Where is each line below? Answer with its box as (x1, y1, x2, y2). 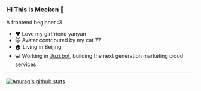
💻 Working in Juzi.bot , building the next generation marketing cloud (14, 52, 184, 59)
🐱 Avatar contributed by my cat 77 (14, 37, 102, 44)
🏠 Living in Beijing (14, 43, 62, 51)
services (14, 61, 36, 68)
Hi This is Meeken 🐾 (6, 5, 65, 14)
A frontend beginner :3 (6, 19, 63, 26)
